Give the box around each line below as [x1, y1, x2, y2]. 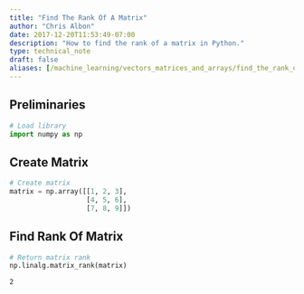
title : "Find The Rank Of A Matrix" [9, 13, 147, 23]
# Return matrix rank [9, 252, 91, 262]
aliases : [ [9, 64, 51, 73]
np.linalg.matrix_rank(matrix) [9, 261, 128, 270]
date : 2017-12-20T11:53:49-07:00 [9, 30, 136, 39]
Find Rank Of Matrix [9, 229, 124, 244]
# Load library [9, 121, 67, 130]
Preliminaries [9, 97, 86, 113]
